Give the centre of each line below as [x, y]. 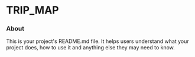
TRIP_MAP [32, 10]
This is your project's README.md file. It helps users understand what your [97, 41]
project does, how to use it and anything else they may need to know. [91, 48]
